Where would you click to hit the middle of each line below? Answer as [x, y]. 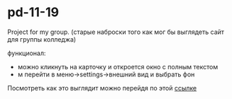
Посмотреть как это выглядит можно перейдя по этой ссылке [102, 88]
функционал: [27, 53]
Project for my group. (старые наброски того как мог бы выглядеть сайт [116, 32]
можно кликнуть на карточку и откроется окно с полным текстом [118, 66]
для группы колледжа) [42, 39]
